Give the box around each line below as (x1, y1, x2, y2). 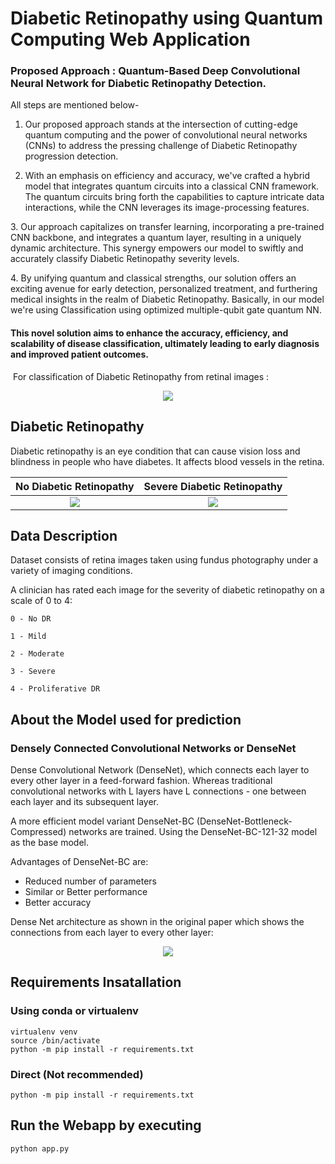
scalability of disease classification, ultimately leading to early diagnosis (10, 338, 320, 350)
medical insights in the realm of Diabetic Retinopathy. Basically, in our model (10, 293, 325, 306)
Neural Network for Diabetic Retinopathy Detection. (10, 77, 267, 91)
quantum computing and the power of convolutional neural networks (24, 129, 308, 141)
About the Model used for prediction (10, 711, 242, 728)
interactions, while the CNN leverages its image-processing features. (24, 202, 310, 214)
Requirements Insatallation (10, 974, 182, 991)
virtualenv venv (10, 1027, 78, 1037)
